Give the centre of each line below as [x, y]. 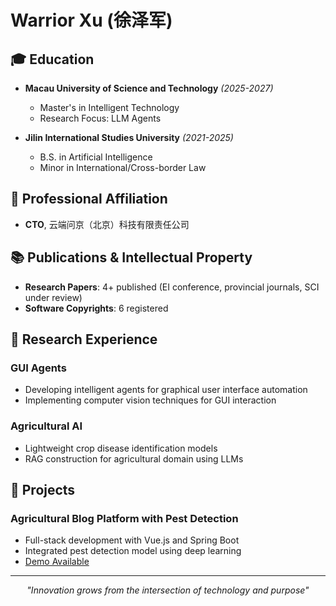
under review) [53, 297]
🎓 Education [52, 59]
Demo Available [57, 562]
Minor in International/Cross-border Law [123, 167]
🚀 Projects [43, 490]
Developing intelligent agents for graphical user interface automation [166, 390]
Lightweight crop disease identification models [121, 448]
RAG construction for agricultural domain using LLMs [134, 458]
